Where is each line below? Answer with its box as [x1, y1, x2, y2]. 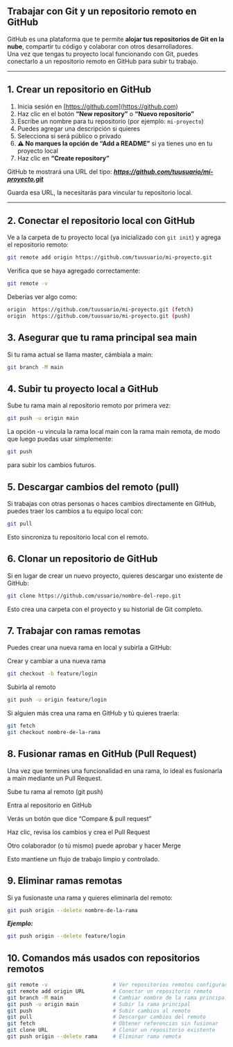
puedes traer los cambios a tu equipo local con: [7, 507, 144, 515]
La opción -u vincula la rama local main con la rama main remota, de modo [7, 428, 221, 436]
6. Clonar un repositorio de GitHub [7, 553, 158, 565]
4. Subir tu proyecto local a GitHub [7, 383, 159, 395]
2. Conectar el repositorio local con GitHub [7, 215, 196, 227]
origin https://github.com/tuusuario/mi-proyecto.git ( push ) [7, 313, 191, 320]
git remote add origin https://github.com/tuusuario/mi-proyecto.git [7, 254, 213, 261]
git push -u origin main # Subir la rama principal [7, 1000, 191, 1007]
